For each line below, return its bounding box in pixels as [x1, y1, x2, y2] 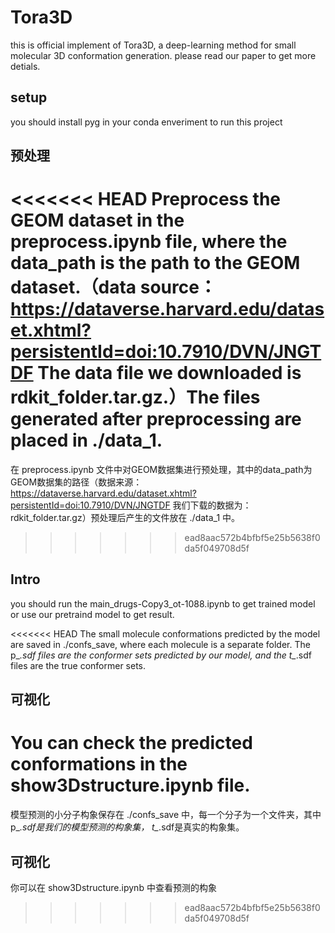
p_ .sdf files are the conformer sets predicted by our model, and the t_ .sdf [10, 649, 312, 661]
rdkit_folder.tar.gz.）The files [10, 386, 261, 409]
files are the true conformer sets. [10, 659, 147, 671]
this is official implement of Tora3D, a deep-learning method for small [10, 39, 297, 51]
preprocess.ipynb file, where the [10, 231, 288, 253]
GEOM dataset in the [10, 209, 185, 232]
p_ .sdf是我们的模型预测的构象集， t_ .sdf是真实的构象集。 [10, 821, 245, 833]
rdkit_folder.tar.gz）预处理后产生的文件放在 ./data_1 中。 [10, 512, 241, 524]
